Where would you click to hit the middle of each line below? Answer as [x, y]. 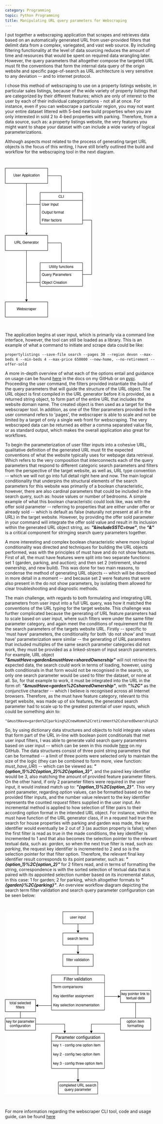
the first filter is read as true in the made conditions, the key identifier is [76, 833]
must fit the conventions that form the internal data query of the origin [75, 66]
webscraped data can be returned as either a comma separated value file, [79, 425]
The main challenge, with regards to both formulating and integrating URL [78, 598]
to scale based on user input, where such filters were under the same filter [80, 619]
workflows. [16, 436]
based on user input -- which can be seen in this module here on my [73, 746]
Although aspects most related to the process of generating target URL [76, 141]
